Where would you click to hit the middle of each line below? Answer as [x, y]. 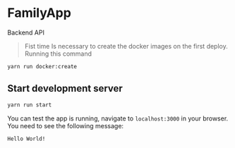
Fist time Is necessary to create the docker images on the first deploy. [126, 46]
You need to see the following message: [66, 125]
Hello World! [26, 139]
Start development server [65, 88]
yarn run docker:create [42, 66]
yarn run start [30, 105]
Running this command [58, 54]
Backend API [26, 32]
